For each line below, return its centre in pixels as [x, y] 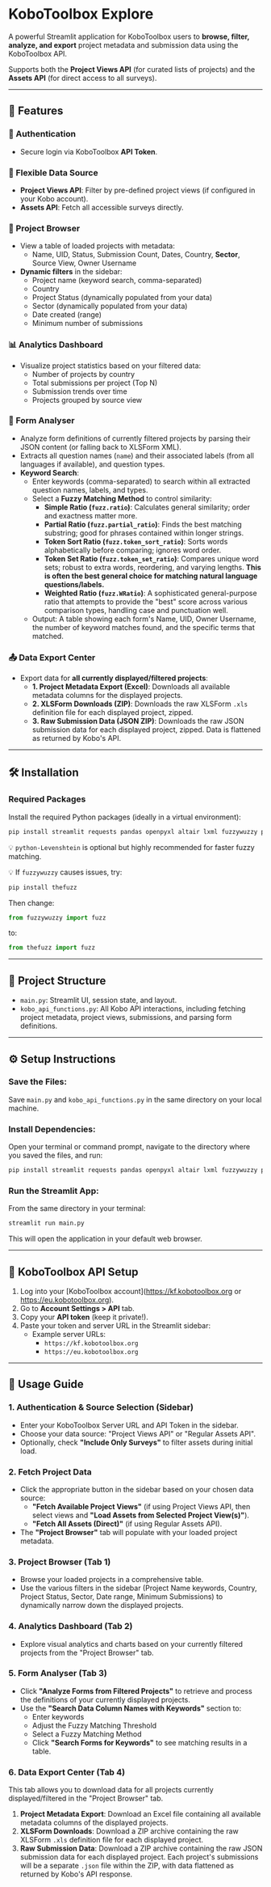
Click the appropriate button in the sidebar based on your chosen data [137, 1489]
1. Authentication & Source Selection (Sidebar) [101, 1407]
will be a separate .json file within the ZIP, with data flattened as [127, 1866]
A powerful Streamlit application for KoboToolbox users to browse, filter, [129, 36]
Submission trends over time [79, 391]
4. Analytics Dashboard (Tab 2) [71, 1627]
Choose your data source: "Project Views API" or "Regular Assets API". [138, 1433]
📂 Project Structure [57, 981]
